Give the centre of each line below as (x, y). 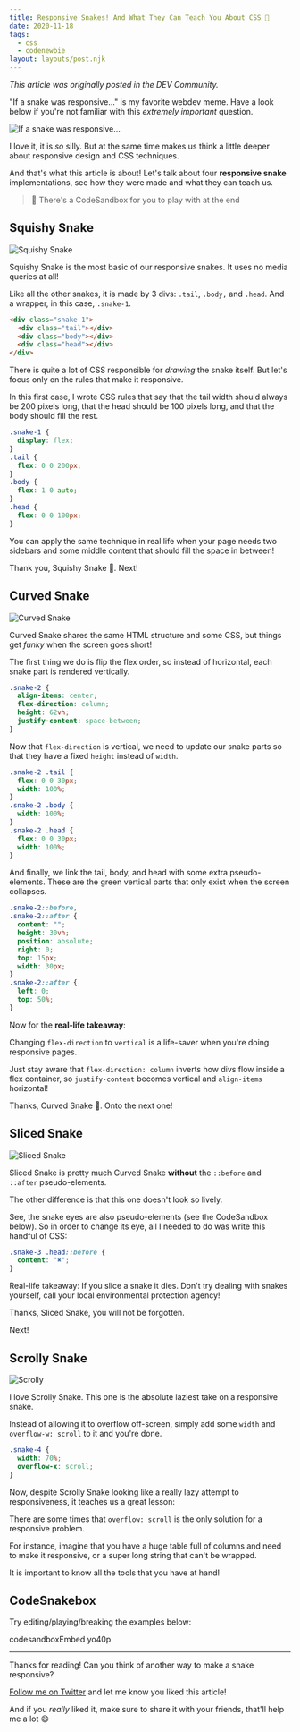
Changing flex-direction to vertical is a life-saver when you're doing (139, 1042)
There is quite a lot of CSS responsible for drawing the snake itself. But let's (148, 370)
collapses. (28, 892)
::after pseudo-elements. (58, 1182)
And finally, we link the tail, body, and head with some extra (119, 873)
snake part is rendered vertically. (70, 671)
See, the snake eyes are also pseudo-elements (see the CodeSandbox (139, 1216)
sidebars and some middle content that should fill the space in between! (142, 550)
